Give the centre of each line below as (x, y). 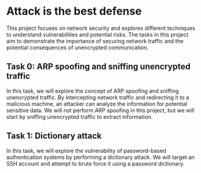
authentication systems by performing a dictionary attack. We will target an (100, 157)
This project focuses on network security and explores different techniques (101, 28)
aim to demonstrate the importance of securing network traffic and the (95, 41)
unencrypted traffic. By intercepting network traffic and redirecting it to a (98, 97)
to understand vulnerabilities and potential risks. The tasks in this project (97, 34)
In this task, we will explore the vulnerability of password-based (86, 150)
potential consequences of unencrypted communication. (78, 48)
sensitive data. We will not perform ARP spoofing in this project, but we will (100, 110)
